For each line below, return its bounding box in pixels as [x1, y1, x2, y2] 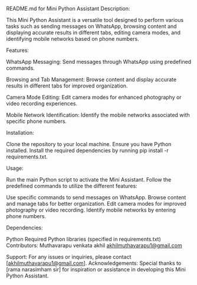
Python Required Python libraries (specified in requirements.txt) [6, 236, 161, 242]
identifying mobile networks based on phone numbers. [6, 35, 140, 42]
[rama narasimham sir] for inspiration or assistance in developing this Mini [6, 266, 186, 273]
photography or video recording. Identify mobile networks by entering [6, 206, 176, 213]
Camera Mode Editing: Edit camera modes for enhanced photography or [6, 94, 182, 101]
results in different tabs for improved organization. [6, 82, 128, 89]
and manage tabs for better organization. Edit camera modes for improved [6, 200, 187, 207]
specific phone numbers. [6, 118, 67, 125]
